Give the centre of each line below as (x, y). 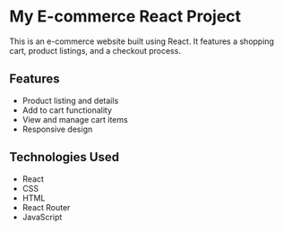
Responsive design (57, 129)
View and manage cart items (75, 119)
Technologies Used (64, 157)
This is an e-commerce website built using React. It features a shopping (142, 41)
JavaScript (42, 217)
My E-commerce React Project (125, 17)
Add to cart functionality (67, 110)
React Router (46, 207)
